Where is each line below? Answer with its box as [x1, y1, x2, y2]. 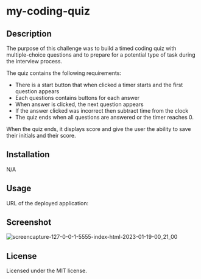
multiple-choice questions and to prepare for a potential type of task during [6, 51, 196, 58]
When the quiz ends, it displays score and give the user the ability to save [6, 125, 191, 132]
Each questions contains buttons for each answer [15, 94, 140, 101]
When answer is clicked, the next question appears [15, 101, 144, 108]
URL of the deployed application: [6, 199, 89, 207]
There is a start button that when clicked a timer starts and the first [15, 81, 183, 88]
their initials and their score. [6, 132, 76, 139]
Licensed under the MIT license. [6, 267, 87, 275]
